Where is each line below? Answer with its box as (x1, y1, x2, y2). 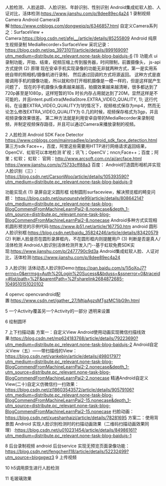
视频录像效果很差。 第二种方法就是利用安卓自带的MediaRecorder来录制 (5, 115, 150, 121)
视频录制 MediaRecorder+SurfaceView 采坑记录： (9, 42, 111, 47)
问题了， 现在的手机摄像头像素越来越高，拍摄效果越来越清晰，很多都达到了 (5, 84, 158, 90)
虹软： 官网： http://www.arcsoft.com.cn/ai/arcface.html (28, 156, 142, 161)
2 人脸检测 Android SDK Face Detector (5, 132, 84, 137)
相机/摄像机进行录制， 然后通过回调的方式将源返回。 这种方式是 (26, 71, 157, 77)
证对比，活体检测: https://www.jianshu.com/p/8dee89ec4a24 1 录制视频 (5, 10, 151, 16)
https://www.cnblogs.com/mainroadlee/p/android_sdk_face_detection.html (5, 137, 157, 143)
